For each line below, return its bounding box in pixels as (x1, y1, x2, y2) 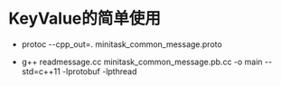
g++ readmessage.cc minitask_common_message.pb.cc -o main (21, 56, 263, 67)
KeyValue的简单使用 (8, 8, 162, 29)
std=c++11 (21, 65, 61, 77)
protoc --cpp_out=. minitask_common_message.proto (21, 38, 222, 50)
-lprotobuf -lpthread (61, 65, 137, 77)
